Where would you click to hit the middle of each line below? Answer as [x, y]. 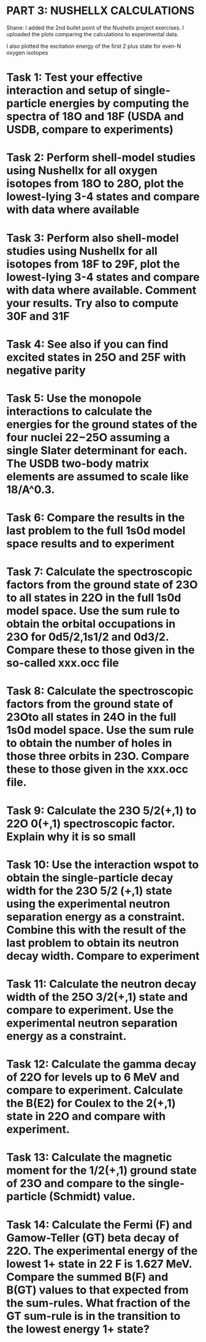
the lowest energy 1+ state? [78, 1329]
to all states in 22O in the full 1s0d [94, 598]
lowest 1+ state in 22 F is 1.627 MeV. [99, 1264]
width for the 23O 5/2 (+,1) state [90, 891]
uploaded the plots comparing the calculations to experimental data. [93, 34]
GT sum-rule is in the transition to [93, 1316]
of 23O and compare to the [76, 1183]
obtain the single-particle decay [90, 877]
